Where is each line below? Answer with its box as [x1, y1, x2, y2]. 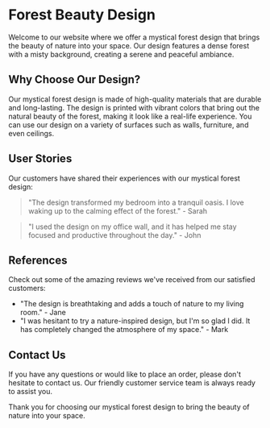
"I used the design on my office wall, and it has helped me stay [27, 222, 237, 231]
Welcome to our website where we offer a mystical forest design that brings [8, 32, 260, 42]
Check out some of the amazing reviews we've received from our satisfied [8, 275, 255, 285]
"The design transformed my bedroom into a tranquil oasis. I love [27, 197, 244, 207]
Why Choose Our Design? [8, 73, 141, 86]
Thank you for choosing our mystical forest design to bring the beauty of [8, 402, 250, 412]
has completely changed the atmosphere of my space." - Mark [19, 325, 229, 335]
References [8, 253, 68, 267]
